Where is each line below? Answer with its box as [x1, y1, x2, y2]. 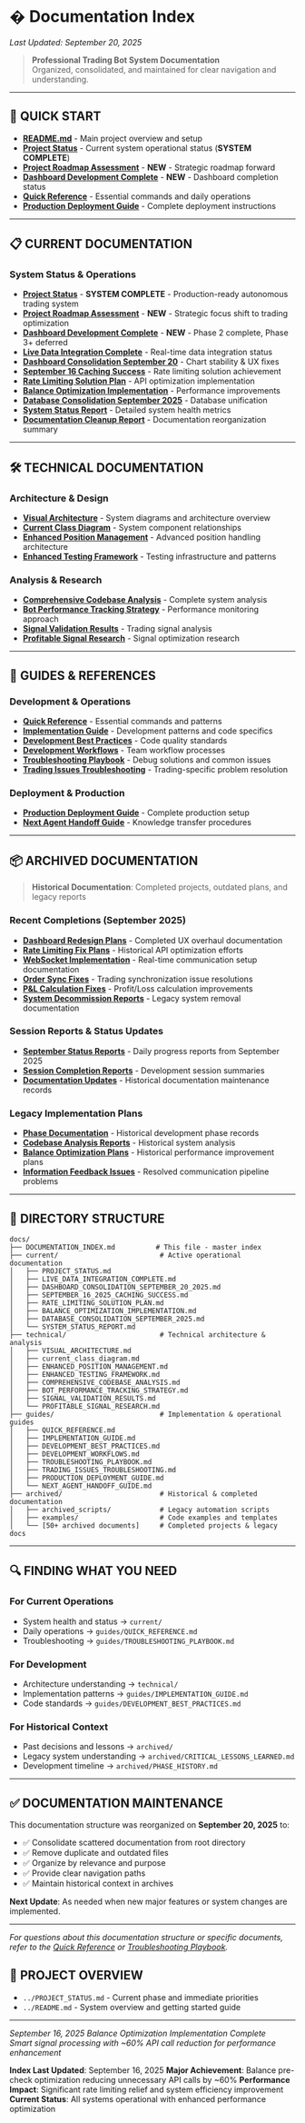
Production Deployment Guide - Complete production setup [22, 807, 250, 818]
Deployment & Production [9, 787, 125, 800]
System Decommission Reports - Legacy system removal [22, 992, 241, 1003]
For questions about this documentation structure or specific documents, [9, 1932, 283, 1943]
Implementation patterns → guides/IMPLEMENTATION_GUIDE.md [22, 1688, 249, 1699]
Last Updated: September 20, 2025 [9, 36, 143, 47]
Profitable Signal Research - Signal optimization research [22, 633, 241, 644]
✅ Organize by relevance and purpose [22, 1858, 166, 1869]
